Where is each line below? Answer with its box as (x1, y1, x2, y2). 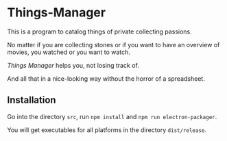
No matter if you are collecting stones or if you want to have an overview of (7, 40, 220, 49)
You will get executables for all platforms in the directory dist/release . (7, 125, 207, 134)
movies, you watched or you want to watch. (7, 48, 130, 56)
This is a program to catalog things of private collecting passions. (7, 27, 192, 36)
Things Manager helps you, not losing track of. (7, 61, 139, 69)
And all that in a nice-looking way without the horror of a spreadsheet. (7, 74, 206, 83)
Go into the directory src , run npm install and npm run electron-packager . (7, 112, 217, 120)
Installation (7, 94, 56, 106)
